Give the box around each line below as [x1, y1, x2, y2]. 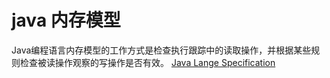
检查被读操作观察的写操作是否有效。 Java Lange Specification [19, 56, 276, 68]
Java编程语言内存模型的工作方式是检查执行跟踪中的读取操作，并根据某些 [11, 44, 312, 56]
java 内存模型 [11, 9, 121, 32]
